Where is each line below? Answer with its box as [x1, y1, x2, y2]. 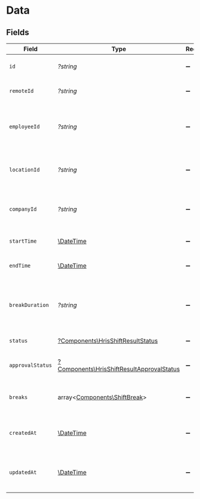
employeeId [9, 123, 40, 130]
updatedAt [9, 469, 37, 476]
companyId [9, 206, 37, 212]
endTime [9, 262, 31, 269]
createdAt [9, 429, 37, 436]
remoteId [9, 87, 34, 94]
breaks [9, 394, 28, 400]
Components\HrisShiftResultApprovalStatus [57, 365, 180, 373]
